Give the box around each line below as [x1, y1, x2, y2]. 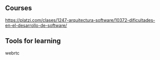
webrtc [5, 50, 20, 56]
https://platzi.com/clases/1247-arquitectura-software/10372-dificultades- [5, 17, 156, 23]
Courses [5, 4, 32, 12]
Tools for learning [5, 37, 61, 45]
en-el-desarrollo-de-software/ [5, 22, 67, 28]
